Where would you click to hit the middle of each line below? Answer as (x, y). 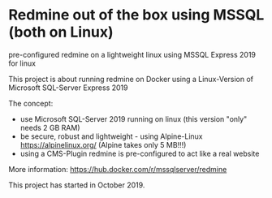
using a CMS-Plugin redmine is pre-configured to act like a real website (140, 153)
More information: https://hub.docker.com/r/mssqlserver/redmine (118, 169)
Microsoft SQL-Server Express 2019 (68, 88)
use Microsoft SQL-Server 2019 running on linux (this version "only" (134, 118)
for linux (22, 63)
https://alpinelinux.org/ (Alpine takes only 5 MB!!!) (103, 144)
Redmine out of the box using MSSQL (136, 15)
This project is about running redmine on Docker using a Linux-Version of (131, 79)
